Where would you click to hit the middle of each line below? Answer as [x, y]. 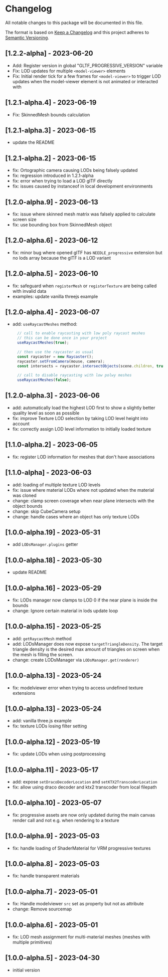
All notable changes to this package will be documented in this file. [74, 23]
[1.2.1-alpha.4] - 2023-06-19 [51, 103]
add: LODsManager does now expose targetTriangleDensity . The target [88, 644]
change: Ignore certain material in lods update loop [65, 611]
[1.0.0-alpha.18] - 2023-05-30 [53, 560]
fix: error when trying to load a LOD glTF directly [62, 181]
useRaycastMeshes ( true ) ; [43, 343]
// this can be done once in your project [62, 338]
